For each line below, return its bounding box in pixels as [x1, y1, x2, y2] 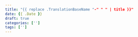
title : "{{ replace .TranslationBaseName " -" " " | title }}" [5, 7, 134, 12]
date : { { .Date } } [5, 12, 42, 16]
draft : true [5, 16, 29, 21]
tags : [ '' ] [5, 25, 27, 30]
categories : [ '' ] [5, 20, 40, 25]
